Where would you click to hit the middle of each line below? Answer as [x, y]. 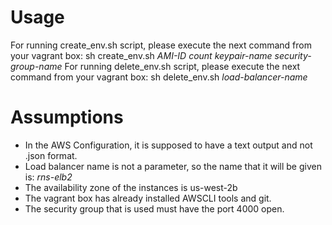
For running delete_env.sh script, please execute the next [182, 66]
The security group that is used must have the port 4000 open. [154, 208]
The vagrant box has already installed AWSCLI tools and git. [148, 198]
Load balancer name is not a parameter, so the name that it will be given [173, 166]
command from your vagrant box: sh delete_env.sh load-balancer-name [159, 77]
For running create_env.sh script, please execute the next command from [161, 45]
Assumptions [67, 117]
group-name [36, 66]
